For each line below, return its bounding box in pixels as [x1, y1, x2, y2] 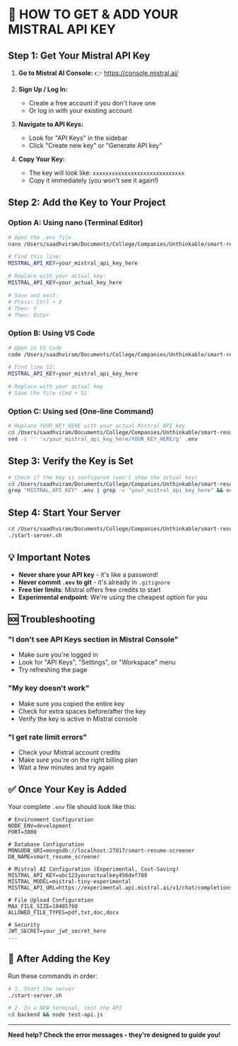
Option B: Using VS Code [8, 328, 95, 338]
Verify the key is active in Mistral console [18, 714, 138, 723]
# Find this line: [8, 253, 62, 260]
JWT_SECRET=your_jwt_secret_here [8, 927, 107, 934]
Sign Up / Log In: [18, 85, 68, 93]
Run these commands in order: [8, 972, 98, 980]
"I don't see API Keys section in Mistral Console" [8, 634, 179, 644]
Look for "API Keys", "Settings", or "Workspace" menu [18, 658, 176, 667]
